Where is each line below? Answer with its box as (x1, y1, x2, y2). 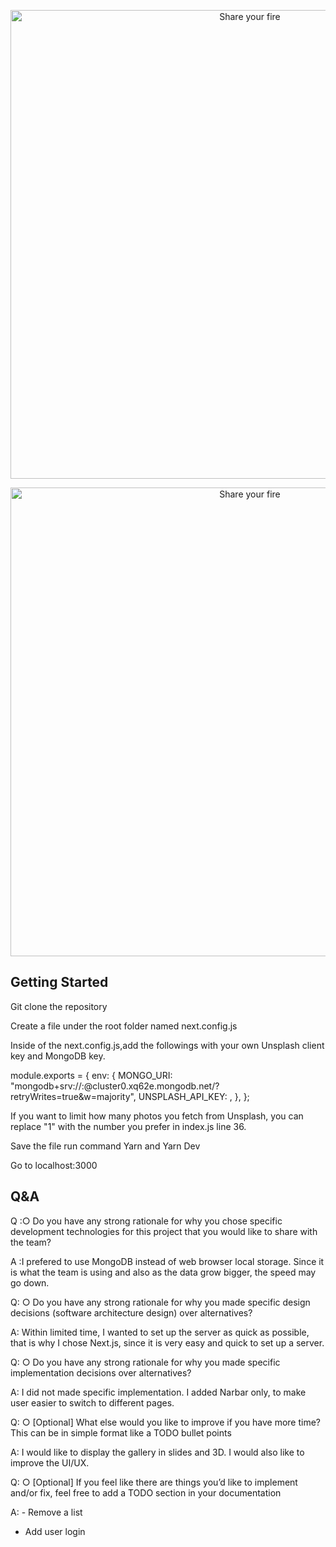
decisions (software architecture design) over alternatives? (10, 1306, 253, 1319)
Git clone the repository (10, 1000, 108, 1012)
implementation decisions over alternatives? (10, 1366, 192, 1379)
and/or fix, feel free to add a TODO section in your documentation (10, 1486, 282, 1499)
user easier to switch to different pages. (10, 1396, 175, 1409)
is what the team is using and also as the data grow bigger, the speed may (10, 1266, 317, 1278)
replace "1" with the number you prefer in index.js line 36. (10, 1120, 247, 1132)
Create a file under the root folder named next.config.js (10, 1020, 238, 1032)
